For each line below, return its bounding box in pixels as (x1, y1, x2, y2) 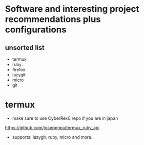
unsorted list (5, 43, 45, 52)
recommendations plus (5, 14, 101, 25)
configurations (5, 24, 67, 35)
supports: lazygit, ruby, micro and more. (12, 134, 93, 140)
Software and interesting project (5, 3, 140, 15)
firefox (12, 67, 26, 72)
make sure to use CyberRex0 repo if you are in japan (12, 115, 118, 121)
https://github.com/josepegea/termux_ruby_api (5, 125, 100, 130)
